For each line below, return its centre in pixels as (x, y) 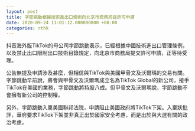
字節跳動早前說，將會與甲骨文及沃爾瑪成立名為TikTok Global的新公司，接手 (98, 80)
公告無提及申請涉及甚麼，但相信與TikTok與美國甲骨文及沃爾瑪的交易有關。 (97, 73)
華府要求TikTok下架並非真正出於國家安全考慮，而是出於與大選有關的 (100, 115)
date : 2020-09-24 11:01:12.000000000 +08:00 (62, 22)
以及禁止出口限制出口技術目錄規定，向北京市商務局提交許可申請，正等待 (94, 53)
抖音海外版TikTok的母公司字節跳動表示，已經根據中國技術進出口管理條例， (97, 45)
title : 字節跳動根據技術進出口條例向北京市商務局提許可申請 (70, 17)
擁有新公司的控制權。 (37, 95)
